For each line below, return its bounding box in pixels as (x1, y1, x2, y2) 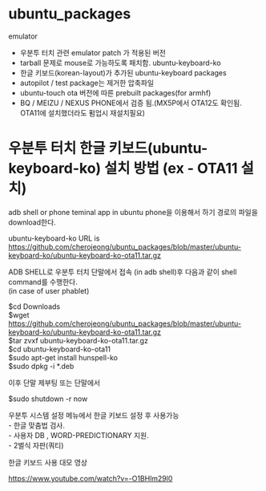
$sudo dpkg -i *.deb (8, 361, 75, 371)
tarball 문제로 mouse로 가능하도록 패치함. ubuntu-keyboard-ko (19, 58, 222, 67)
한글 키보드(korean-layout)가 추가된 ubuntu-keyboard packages (19, 67, 227, 77)
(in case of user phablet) (8, 286, 90, 295)
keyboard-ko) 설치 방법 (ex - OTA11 (8, 160, 238, 177)
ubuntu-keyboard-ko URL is (8, 233, 100, 243)
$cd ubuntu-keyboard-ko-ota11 (8, 344, 111, 354)
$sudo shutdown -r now (8, 394, 88, 404)
